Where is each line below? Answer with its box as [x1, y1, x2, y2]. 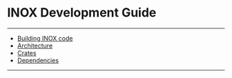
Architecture [17, 41, 53, 50]
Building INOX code [17, 34, 73, 42]
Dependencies [17, 56, 59, 64]
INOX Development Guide [7, 5, 157, 21]
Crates [17, 48, 37, 57]
